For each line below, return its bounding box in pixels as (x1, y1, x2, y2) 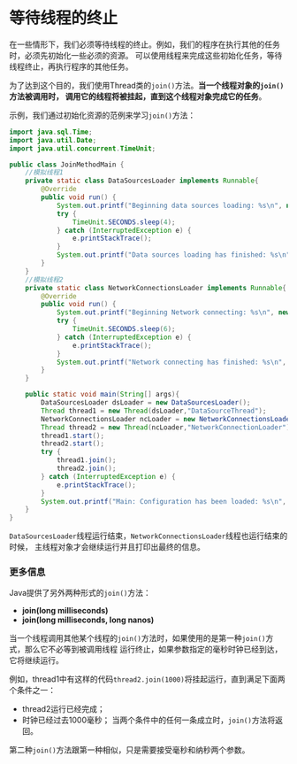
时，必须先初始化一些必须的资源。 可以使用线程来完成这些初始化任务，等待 (9, 50, 283, 60)
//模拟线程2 (25, 275, 64, 284)
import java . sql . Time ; (9, 127, 93, 136)
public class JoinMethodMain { (9, 160, 125, 169)
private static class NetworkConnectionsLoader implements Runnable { (25, 283, 287, 292)
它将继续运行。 (9, 655, 64, 666)
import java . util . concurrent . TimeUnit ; (9, 143, 156, 153)
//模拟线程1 (25, 168, 64, 177)
